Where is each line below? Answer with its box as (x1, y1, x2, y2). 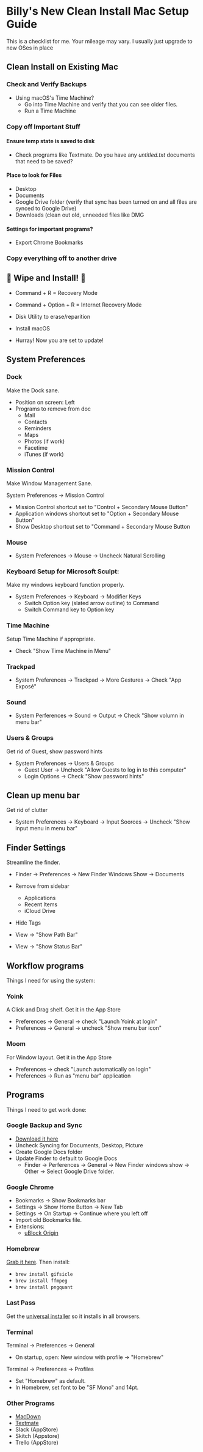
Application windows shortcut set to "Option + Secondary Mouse (15, 510, 179, 517)
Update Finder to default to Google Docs (15, 1155, 118, 1162)
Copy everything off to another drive (6, 254, 117, 262)
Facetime (24, 444, 48, 451)
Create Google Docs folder (15, 1148, 83, 1155)
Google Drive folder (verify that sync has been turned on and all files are (15, 198, 197, 206)
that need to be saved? (15, 157, 73, 165)
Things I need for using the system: (6, 977, 96, 985)
